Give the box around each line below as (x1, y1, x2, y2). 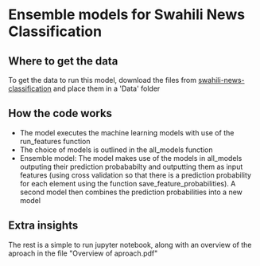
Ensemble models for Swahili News (8, 6, 245, 24)
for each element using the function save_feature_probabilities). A (19, 178, 236, 188)
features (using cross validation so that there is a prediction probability (19, 170, 252, 180)
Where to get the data (8, 54, 118, 68)
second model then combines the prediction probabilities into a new (19, 187, 243, 197)
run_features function (19, 136, 91, 146)
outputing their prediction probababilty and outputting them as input (19, 162, 243, 171)
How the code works (8, 107, 113, 120)
